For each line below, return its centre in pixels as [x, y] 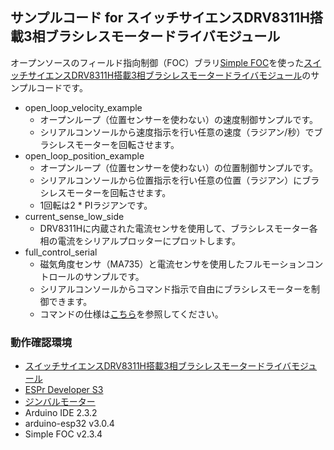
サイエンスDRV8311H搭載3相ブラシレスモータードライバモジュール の [169, 75]
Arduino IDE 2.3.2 [61, 413]
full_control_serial [61, 252]
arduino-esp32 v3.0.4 [69, 424]
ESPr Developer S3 [64, 390]
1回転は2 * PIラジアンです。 [96, 205]
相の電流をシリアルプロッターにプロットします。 [140, 240]
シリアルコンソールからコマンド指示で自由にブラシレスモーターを [175, 289]
